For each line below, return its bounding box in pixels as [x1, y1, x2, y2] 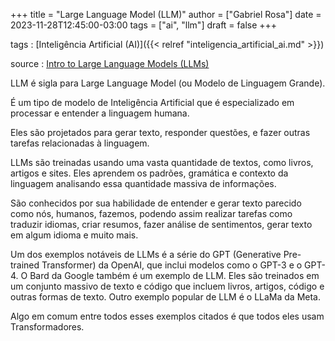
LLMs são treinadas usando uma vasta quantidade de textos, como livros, [10, 157, 314, 168]
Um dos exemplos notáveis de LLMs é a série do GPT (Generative [10, 249, 282, 260]
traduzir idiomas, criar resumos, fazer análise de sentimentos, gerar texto [10, 219, 313, 230]
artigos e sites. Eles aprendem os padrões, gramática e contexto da [10, 167, 289, 179]
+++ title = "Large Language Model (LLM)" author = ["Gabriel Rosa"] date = [10, 9, 322, 20]
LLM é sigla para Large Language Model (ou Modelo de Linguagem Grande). [10, 77, 326, 89]
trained [10, 259, 40, 271]
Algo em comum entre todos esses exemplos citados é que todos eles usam [10, 310, 325, 322]
